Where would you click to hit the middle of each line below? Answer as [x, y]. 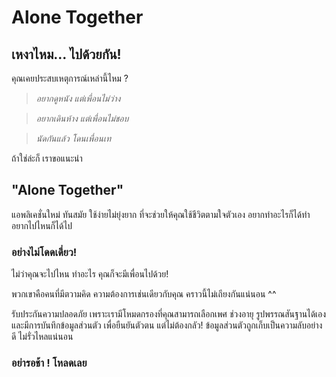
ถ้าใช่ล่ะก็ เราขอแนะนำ [47, 158]
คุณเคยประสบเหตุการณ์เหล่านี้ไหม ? [70, 78]
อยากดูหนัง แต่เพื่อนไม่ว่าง [78, 98]
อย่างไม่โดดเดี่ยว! [44, 252]
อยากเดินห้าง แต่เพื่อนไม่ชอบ [82, 118]
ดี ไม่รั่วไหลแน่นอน [42, 337]
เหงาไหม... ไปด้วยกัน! [66, 54]
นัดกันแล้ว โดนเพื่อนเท [73, 138]
